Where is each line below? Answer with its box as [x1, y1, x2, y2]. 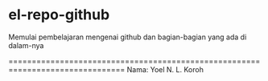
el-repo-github [8, 6, 110, 24]
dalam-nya [8, 40, 44, 50]
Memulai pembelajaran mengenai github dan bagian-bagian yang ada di [8, 32, 247, 42]
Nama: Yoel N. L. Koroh [126, 64, 204, 74]
